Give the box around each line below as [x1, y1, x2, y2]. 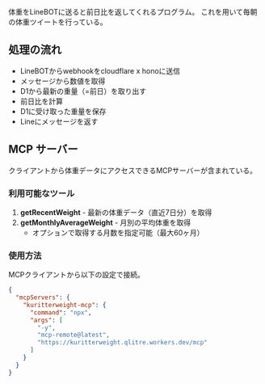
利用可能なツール [8, 188, 75, 199]
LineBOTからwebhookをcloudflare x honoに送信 [19, 65, 180, 75]
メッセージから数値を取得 [19, 76, 106, 86]
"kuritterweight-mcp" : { [23, 301, 107, 309]
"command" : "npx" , [29, 308, 92, 317]
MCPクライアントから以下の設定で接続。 [8, 270, 145, 280]
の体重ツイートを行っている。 [8, 17, 107, 27]
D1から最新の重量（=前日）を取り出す [19, 86, 147, 95]
